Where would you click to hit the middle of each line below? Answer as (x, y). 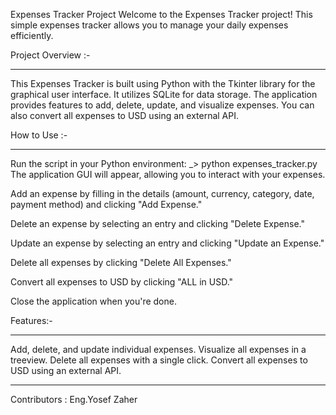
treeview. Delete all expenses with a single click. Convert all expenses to (159, 360)
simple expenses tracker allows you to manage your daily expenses (149, 25)
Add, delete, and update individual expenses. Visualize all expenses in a (158, 349)
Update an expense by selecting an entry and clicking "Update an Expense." (167, 243)
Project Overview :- (50, 55)
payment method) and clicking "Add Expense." (106, 204)
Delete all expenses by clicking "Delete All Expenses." (121, 262)
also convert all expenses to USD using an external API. (125, 115)
